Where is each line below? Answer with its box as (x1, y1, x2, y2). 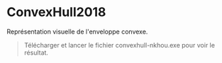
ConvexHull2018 (6, 4, 106, 20)
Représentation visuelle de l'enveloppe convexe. (6, 27, 148, 36)
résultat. (23, 48, 49, 57)
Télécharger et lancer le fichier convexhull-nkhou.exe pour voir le (23, 41, 216, 49)
